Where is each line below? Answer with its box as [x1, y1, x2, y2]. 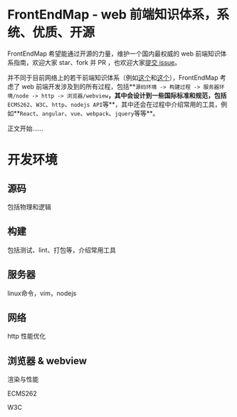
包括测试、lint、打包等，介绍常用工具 [7, 245, 116, 254]
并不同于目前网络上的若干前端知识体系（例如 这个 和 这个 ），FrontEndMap [7, 73, 218, 82]
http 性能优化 [7, 332, 46, 341]
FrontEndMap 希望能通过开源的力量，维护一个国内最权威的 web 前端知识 [7, 49, 221, 58]
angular [41, 110, 65, 118]
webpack [86, 110, 109, 118]
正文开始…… [7, 124, 44, 133]
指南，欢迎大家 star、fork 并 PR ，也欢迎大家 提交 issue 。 [13, 58, 181, 66]
